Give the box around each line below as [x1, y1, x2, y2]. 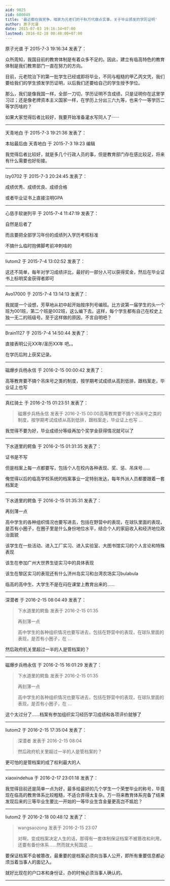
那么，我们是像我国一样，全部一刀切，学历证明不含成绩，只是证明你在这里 [5, 91, 160, 96]
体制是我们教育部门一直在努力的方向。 [5, 63, 85, 69]
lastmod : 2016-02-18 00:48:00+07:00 [5, 31, 82, 36]
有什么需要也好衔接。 [5, 158, 50, 163]
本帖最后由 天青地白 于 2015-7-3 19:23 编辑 [5, 141, 95, 146]
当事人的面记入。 [18, 859, 54, 865]
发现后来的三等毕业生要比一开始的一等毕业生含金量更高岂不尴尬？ [5, 798, 143, 804]
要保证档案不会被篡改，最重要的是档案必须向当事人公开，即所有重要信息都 [5, 852, 160, 859]
